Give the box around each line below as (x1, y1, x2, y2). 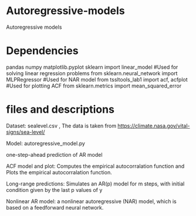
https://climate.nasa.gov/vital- (117, 122, 190, 129)
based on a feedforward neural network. (6, 204, 104, 211)
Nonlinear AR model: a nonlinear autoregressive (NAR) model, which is (6, 198, 177, 205)
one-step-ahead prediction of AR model (6, 151, 103, 158)
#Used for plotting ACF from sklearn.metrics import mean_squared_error (6, 82, 182, 89)
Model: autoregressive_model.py (6, 140, 85, 147)
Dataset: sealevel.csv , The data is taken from (6, 122, 116, 129)
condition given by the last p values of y (6, 186, 103, 193)
